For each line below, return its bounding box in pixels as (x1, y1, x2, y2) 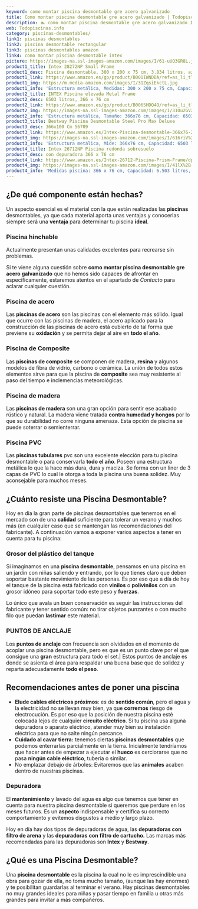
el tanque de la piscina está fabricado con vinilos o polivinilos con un (6, 582, 176, 589)
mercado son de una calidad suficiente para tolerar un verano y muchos (6, 516, 182, 523)
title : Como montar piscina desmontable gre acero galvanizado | (6, 14, 170, 20)
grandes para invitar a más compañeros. (6, 896, 104, 903)
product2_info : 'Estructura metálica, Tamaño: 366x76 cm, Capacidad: (6, 113, 181, 119)
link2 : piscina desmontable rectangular (6, 42, 107, 48)
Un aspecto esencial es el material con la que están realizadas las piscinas (6, 205, 189, 213)
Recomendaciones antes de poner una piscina (6, 683, 180, 693)
